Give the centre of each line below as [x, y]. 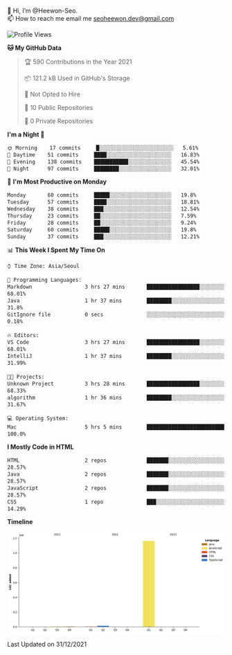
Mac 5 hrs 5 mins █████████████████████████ [116, 427]
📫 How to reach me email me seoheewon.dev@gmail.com [91, 18]
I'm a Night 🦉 [26, 134]
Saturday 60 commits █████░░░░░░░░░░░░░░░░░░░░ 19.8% [102, 230]
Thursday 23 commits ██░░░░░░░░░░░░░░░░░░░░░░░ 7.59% [102, 216]
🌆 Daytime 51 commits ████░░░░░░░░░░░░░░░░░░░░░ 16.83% [103, 155]
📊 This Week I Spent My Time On [56, 250]
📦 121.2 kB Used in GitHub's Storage [77, 78]
